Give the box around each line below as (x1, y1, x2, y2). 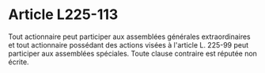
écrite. (8, 57, 29, 67)
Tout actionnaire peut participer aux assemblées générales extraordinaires (8, 32, 251, 41)
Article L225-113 (8, 6, 119, 24)
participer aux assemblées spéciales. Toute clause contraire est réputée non (8, 48, 257, 58)
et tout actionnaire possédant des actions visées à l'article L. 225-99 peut (8, 40, 249, 49)
